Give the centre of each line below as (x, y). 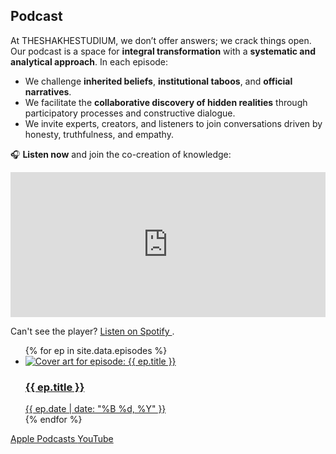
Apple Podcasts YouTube (62, 439)
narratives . (48, 91)
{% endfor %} (53, 420)
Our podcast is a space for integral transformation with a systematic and (163, 51)
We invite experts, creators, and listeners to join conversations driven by (173, 123)
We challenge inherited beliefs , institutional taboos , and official (158, 81)
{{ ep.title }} (54, 387)
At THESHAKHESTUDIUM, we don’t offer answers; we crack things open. (161, 40)
